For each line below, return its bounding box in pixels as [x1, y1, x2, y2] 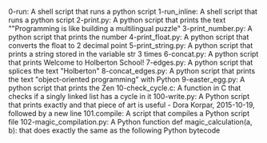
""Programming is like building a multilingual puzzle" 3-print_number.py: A [8, 24, 253, 33]
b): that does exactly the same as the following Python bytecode [8, 125, 221, 135]
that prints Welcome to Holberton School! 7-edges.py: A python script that [8, 58, 253, 67]
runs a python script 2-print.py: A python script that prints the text [8, 15, 226, 25]
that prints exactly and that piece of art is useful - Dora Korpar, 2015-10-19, [8, 100, 256, 109]
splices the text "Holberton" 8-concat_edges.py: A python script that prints [8, 66, 256, 75]
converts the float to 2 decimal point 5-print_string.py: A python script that [8, 41, 253, 50]
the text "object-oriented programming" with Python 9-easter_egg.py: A [8, 75, 245, 84]
